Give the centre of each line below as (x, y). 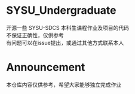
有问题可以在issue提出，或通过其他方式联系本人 (65, 43)
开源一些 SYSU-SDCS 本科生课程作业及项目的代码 (68, 28)
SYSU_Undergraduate (61, 10)
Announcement (46, 67)
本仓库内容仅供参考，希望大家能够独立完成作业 (64, 84)
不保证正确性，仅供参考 (35, 35)
